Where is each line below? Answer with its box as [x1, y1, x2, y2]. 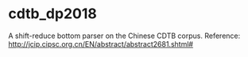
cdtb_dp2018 [8, 5, 97, 23]
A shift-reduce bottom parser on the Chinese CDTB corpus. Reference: [8, 31, 241, 40]
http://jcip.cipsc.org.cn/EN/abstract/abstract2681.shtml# [8, 39, 193, 48]
